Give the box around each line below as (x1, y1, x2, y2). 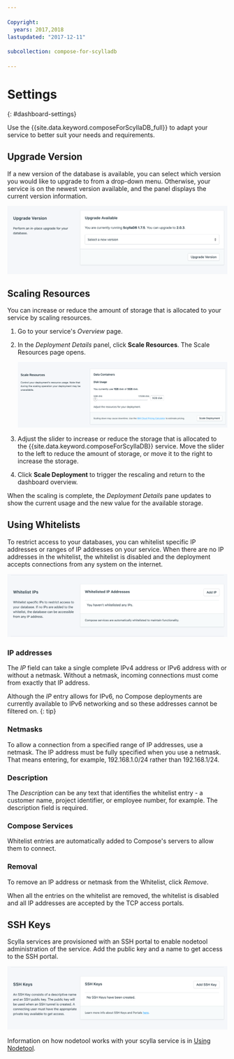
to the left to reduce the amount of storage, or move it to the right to (17, 450, 213, 458)
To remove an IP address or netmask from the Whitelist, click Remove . (7, 878, 209, 886)
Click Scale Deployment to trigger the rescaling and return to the (17, 471, 205, 479)
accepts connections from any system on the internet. (7, 560, 163, 568)
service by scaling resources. (7, 313, 92, 322)
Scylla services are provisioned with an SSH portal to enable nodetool (7, 937, 208, 946)
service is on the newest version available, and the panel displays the (7, 184, 207, 192)
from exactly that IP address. (7, 678, 90, 687)
